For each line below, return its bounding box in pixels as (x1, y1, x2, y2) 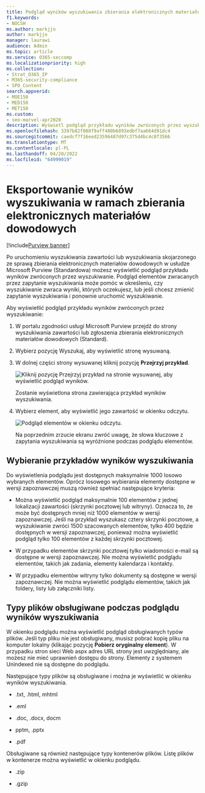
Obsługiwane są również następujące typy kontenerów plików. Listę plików (6, 750, 194, 757)
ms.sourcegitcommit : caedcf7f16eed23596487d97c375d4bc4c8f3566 (6, 134, 171, 140)
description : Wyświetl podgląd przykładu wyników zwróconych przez (6, 123, 182, 129)
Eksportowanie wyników (6, 182, 134, 196)
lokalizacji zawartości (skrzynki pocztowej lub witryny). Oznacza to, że (15, 503, 193, 510)
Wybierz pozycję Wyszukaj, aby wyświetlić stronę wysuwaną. (15, 347, 171, 354)
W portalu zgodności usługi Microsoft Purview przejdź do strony (15, 323, 177, 330)
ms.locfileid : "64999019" (6, 156, 72, 162)
